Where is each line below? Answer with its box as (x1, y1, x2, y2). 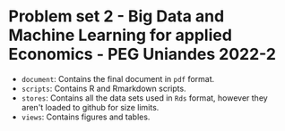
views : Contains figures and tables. (21, 111, 151, 122)
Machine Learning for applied (8, 25, 232, 45)
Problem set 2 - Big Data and (8, 6, 225, 27)
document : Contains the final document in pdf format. (21, 73, 215, 84)
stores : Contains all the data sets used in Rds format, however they (21, 92, 268, 103)
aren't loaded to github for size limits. (21, 102, 160, 112)
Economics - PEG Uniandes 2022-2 (8, 45, 277, 64)
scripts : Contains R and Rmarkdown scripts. (21, 83, 186, 94)
